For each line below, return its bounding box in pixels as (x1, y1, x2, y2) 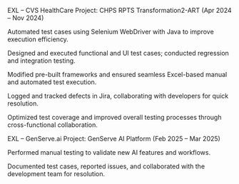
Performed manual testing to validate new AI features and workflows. (7, 148, 211, 156)
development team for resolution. (7, 170, 106, 178)
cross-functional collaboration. (7, 121, 98, 129)
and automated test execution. (7, 78, 97, 86)
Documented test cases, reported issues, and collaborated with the (7, 162, 205, 170)
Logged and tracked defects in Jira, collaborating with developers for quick (7, 92, 229, 100)
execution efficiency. (7, 35, 69, 44)
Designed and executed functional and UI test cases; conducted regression (7, 49, 230, 57)
